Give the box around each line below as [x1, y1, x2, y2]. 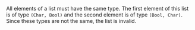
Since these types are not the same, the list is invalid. [6, 18, 137, 24]
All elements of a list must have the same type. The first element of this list [6, 5, 189, 12]
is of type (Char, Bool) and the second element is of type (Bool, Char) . [6, 11, 183, 18]
